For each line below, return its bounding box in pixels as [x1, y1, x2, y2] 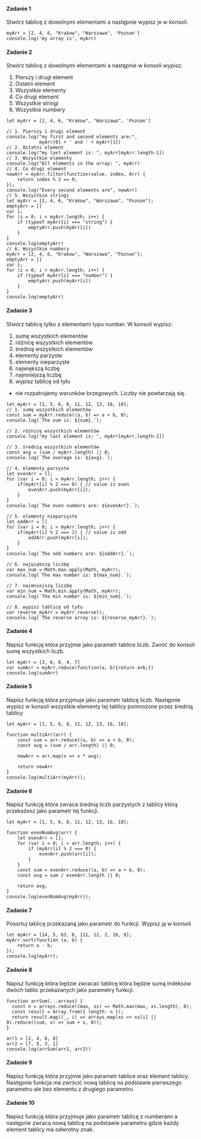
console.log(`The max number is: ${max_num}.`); [6, 572, 132, 578]
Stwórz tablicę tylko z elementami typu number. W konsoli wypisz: [6, 320, 173, 327]
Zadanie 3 [6, 307, 32, 314]
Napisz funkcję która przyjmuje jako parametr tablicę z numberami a [6, 1113, 178, 1120]
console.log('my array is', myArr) [6, 35, 97, 42]
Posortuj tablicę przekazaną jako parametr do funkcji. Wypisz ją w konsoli [6, 920, 191, 927]
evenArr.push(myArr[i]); [28, 487, 91, 493]
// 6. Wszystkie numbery [6, 246, 69, 252]
